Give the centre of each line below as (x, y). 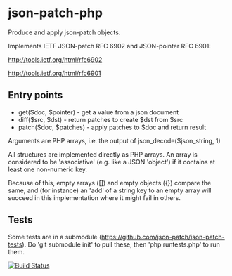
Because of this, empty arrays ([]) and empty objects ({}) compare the (110, 183)
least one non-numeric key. (47, 169)
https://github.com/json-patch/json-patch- (163, 237)
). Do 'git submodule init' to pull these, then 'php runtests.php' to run (121, 244)
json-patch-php (55, 13)
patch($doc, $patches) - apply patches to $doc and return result (112, 127)
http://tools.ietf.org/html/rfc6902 (55, 59)
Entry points (36, 95)
